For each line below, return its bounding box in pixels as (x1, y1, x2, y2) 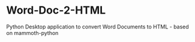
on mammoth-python (6, 29, 59, 36)
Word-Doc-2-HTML (6, 4, 106, 17)
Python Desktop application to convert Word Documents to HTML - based (6, 23, 189, 30)
